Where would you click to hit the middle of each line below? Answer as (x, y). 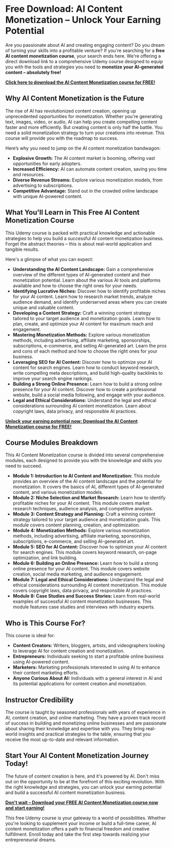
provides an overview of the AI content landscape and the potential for (87, 482)
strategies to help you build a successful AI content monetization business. (85, 238)
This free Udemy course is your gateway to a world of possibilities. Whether (85, 818)
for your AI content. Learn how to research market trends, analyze (83, 297)
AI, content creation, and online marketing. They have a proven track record (85, 718)
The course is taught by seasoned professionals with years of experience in (85, 712)
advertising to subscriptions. (43, 185)
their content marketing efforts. (46, 673)
